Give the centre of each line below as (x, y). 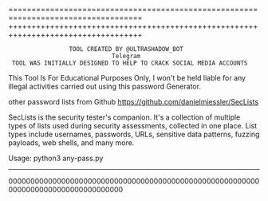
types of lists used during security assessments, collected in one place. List (133, 126)
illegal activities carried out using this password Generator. (105, 86)
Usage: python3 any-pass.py (56, 158)
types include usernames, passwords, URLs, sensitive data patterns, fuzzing (134, 134)
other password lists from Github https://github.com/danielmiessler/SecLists (134, 102)
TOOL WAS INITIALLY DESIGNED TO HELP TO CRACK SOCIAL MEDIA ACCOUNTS (130, 63)
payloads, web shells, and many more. (71, 143)
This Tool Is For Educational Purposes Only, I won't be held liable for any (127, 78)
